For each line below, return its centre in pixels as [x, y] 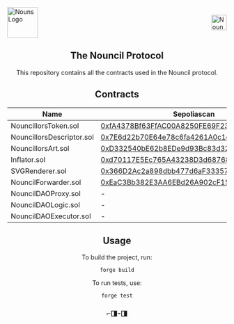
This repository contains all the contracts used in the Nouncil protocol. [117, 72]
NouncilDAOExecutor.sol [51, 216]
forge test [117, 296]
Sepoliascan [194, 114]
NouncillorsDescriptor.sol [52, 137]
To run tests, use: [117, 283]
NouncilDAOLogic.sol [45, 204]
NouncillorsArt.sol [40, 148]
